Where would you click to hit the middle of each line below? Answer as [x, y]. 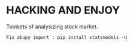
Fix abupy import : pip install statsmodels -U [67, 37]
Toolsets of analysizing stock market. [52, 27]
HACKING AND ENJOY [63, 10]
